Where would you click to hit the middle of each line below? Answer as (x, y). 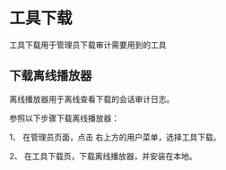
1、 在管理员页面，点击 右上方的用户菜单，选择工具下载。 (115, 137)
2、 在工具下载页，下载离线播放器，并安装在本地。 (103, 156)
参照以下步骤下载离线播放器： (64, 118)
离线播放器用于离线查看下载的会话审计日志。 (92, 98)
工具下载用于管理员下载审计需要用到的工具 (88, 45)
